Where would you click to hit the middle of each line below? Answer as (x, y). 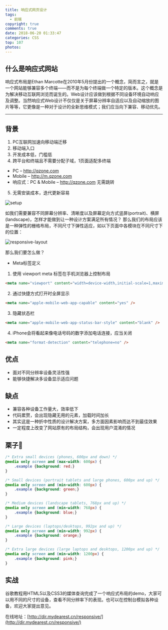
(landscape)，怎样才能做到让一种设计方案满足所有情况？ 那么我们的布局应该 (84, 219)
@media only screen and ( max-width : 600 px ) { (53, 462)
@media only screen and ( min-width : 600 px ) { (53, 485)
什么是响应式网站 (31, 69)
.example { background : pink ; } (46, 558)
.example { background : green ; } (47, 489)
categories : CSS (22, 38)
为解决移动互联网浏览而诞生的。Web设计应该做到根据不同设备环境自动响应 (82, 94)
